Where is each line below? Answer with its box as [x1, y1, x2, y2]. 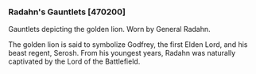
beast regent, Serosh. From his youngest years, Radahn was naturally [8, 49, 236, 58]
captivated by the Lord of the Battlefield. [8, 56, 141, 66]
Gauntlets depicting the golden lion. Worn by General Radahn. [8, 25, 211, 34]
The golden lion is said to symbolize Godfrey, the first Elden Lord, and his [8, 40, 248, 49]
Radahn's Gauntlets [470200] [8, 6, 126, 18]
